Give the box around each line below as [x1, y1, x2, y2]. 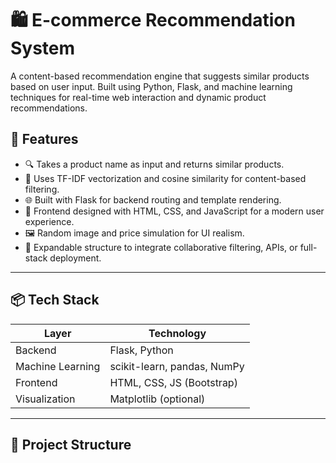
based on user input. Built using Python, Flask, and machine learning [10, 80, 293, 92]
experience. [24, 215, 75, 227]
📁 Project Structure [10, 436, 132, 453]
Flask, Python [109, 343, 174, 357]
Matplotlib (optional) [109, 392, 206, 406]
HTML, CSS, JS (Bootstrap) [109, 375, 238, 389]
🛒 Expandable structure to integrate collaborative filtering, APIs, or [24, 241, 298, 253]
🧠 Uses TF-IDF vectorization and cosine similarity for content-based [24, 172, 307, 184]
